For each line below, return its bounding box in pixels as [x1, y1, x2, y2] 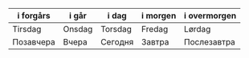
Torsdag [100, 24, 133, 34]
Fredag [141, 24, 169, 34]
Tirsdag [12, 24, 42, 34]
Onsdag [63, 24, 93, 34]
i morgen [141, 10, 177, 21]
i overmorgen [183, 10, 237, 21]
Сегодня [100, 37, 134, 47]
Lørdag [183, 24, 211, 34]
